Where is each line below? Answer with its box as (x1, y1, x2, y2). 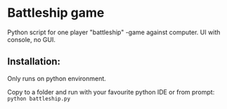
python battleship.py (7, 95, 71, 102)
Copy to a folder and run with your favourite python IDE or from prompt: (7, 87, 215, 96)
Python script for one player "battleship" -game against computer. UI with (7, 28, 221, 36)
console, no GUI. (7, 35, 56, 43)
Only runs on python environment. (7, 74, 107, 82)
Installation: (7, 56, 61, 68)
